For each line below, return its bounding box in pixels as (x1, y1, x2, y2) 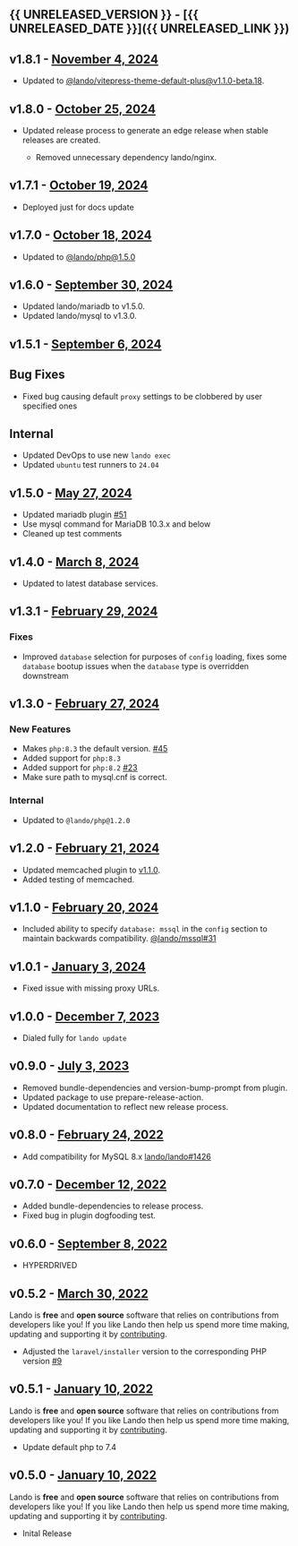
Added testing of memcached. (21, 873, 135, 885)
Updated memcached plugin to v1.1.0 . (21, 864, 161, 875)
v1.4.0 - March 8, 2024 (9, 554, 140, 570)
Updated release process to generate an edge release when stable (21, 125, 268, 136)
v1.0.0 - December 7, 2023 (9, 1009, 159, 1024)
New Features (9, 723, 72, 735)
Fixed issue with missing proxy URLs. (21, 983, 160, 993)
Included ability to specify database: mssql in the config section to (21, 923, 268, 934)
